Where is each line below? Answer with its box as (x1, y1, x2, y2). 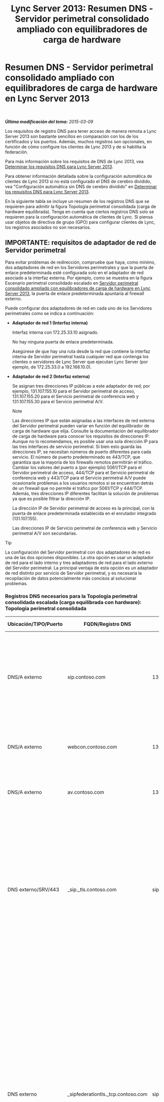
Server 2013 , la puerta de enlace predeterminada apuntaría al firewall (5, 290, 144, 296)
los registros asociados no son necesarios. (5, 224, 91, 230)
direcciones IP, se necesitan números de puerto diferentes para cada (12, 449, 151, 455)
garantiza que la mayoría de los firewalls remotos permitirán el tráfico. (12, 459, 153, 465)
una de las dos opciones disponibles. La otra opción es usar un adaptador (5, 554, 154, 560)
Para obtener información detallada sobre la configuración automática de (5, 173, 152, 179)
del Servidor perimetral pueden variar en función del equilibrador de (12, 422, 150, 429)
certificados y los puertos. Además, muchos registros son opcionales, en (5, 138, 152, 145)
